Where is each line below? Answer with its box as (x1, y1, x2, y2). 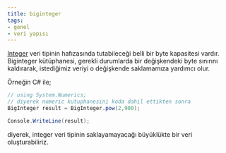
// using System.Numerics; (7, 92, 87, 99)
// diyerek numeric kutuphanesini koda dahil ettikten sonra (7, 98, 191, 106)
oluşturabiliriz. (7, 137, 49, 146)
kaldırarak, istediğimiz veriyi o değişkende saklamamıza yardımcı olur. (7, 64, 210, 73)
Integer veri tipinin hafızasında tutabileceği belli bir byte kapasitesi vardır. (7, 49, 220, 58)
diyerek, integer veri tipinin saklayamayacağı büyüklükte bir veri (7, 130, 193, 138)
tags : (7, 17, 23, 24)
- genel (7, 23, 30, 30)
